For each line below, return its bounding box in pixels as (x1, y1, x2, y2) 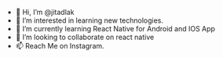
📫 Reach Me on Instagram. (15, 42, 104, 50)
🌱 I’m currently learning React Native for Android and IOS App (15, 24, 216, 33)
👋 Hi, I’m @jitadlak (15, 8, 75, 16)
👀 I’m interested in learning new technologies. (15, 16, 163, 25)
